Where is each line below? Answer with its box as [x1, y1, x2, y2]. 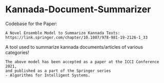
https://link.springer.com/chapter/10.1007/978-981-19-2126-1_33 [5, 35, 148, 40]
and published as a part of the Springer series [5, 68, 111, 73]
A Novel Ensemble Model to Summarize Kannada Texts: [5, 30, 120, 35]
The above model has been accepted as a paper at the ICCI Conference [5, 59, 159, 65]
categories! [5, 49, 29, 55]
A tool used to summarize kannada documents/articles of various [5, 44, 143, 50]
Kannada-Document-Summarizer [5, 4, 151, 15]
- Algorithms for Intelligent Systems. [5, 73, 91, 78]
